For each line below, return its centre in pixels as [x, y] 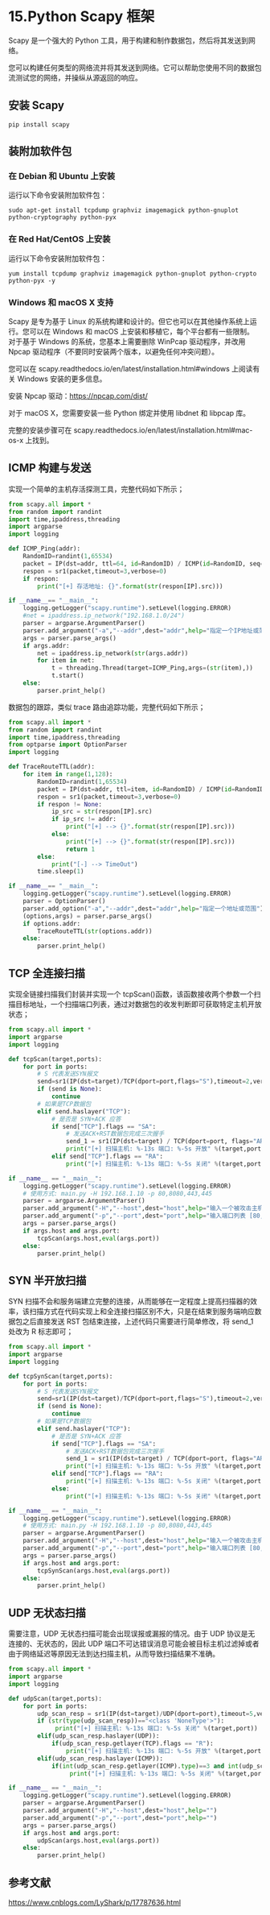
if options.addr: [52, 923]
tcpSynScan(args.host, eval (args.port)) [104, 1571]
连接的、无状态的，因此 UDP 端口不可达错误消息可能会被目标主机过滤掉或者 [134, 1644]
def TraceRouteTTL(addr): [51, 767]
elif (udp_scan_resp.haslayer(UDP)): [98, 1736]
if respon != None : [70, 804]
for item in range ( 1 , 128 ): [68, 774]
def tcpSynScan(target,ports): [61, 1376]
